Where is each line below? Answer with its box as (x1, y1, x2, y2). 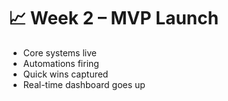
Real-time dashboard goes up (22, 78, 146, 90)
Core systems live (22, 46, 97, 59)
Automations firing (22, 57, 100, 69)
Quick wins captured (22, 68, 109, 80)
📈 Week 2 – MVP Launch (8, 7, 220, 30)
